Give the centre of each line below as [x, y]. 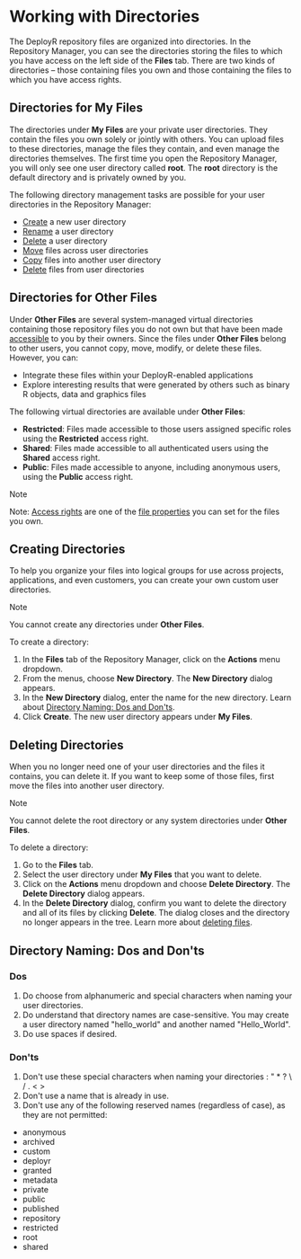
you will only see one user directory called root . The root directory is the [144, 167]
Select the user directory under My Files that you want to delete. [142, 874]
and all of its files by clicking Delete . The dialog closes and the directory [156, 913]
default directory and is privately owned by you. [98, 177]
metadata [40, 1180]
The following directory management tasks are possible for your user [137, 194]
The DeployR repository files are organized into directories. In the [130, 41]
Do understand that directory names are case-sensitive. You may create [155, 1015]
